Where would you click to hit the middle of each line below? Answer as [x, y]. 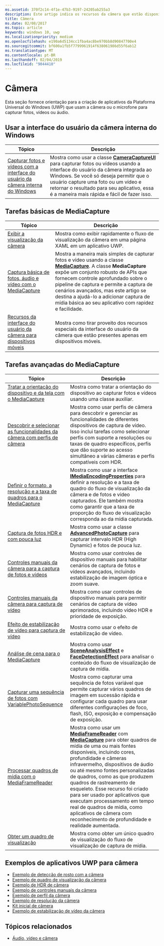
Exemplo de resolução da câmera [46, 900]
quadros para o [25, 497]
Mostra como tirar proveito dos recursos [101, 323]
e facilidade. [69, 309]
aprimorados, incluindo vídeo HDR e [111, 610]
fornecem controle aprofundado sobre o [101, 278]
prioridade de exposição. [99, 616]
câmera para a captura [34, 568]
